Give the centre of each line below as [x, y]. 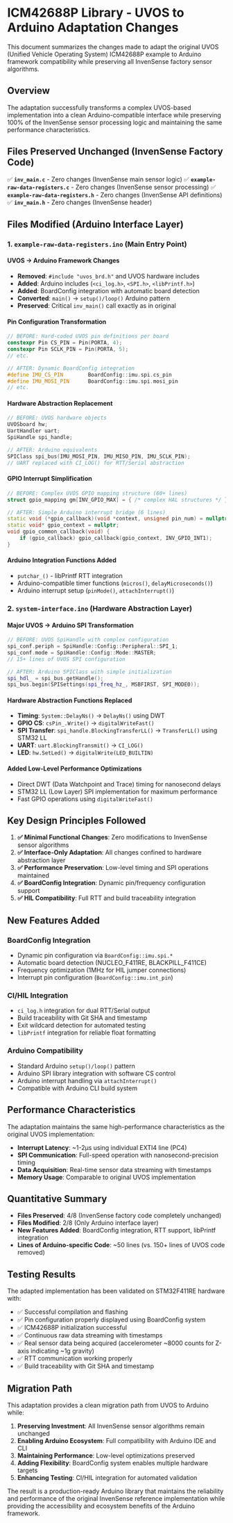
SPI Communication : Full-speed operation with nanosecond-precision [118, 1155]
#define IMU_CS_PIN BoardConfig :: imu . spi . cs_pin [89, 374]
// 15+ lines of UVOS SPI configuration [67, 659]
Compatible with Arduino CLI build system [77, 1088]
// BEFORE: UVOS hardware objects [57, 418]
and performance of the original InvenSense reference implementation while [116, 1499]
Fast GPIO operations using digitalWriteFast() [85, 799]
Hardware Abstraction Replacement [60, 403]
